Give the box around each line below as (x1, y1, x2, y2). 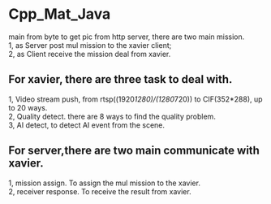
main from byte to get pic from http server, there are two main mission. (8, 32, 245, 41)
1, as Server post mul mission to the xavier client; (8, 40, 172, 50)
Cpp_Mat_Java (8, 5, 111, 24)
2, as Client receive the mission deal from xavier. (8, 49, 171, 59)
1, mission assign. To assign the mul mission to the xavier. (8, 178, 201, 188)
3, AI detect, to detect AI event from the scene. (8, 119, 165, 130)
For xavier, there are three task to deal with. (8, 72, 233, 86)
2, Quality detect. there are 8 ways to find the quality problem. (8, 111, 217, 121)
